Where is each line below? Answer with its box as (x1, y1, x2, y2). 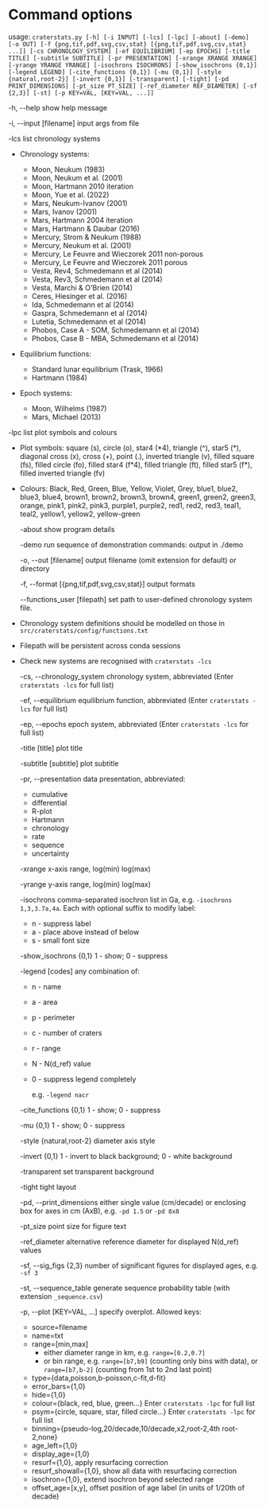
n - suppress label (31, 919, 91, 928)
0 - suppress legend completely (31, 1074, 137, 1083)
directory (19, 563, 50, 573)
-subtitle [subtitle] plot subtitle (19, 758, 119, 768)
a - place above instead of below (31, 927, 140, 936)
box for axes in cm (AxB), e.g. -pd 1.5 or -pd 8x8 (19, 1206, 180, 1215)
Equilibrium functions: (19, 348, 91, 359)
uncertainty (31, 849, 70, 858)
